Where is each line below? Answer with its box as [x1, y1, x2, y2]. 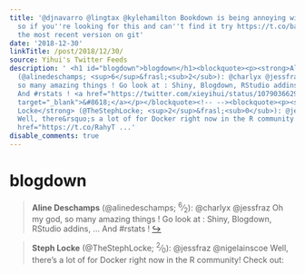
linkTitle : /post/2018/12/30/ [9, 47, 124, 56]
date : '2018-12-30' [9, 38, 84, 48]
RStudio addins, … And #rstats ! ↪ [31, 223, 162, 234]
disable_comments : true [9, 132, 100, 141]
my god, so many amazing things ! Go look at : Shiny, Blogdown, [31, 214, 272, 225]
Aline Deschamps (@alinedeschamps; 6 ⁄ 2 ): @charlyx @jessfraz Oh [31, 201, 284, 215]
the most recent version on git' [17, 30, 144, 39]
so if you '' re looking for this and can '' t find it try [17, 22, 233, 31]
